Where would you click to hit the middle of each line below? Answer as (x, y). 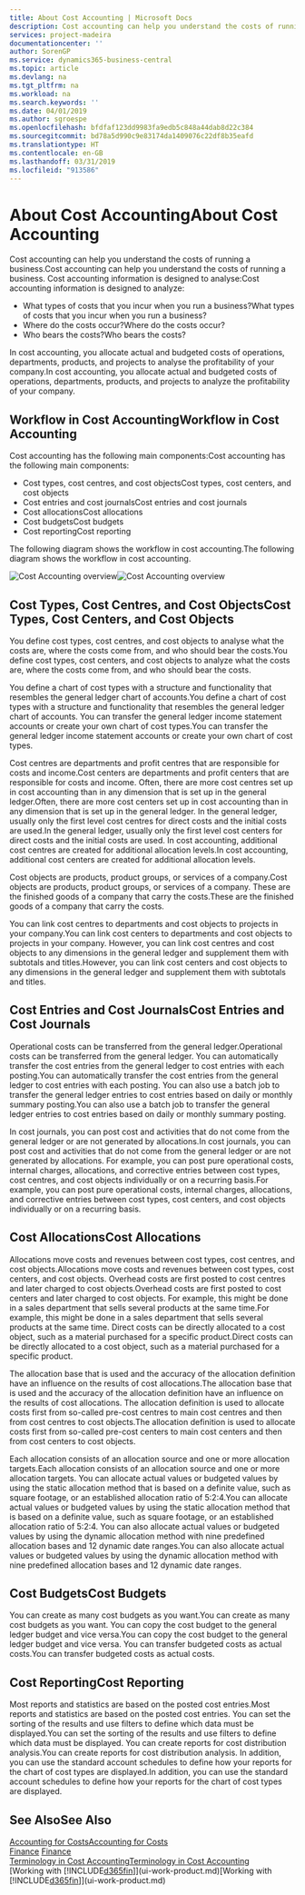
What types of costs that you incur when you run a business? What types (158, 306)
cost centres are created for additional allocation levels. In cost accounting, (149, 850)
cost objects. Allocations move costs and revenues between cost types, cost (152, 1269)
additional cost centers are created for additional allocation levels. (133, 859)
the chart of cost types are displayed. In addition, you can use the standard (149, 1772)
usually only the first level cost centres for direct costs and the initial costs (148, 821)
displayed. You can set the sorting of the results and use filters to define (143, 1733)
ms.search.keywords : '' (54, 102)
